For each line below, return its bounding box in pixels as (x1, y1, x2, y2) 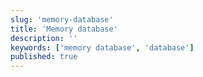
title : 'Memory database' (10, 24, 118, 34)
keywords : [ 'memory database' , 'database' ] (10, 42, 195, 53)
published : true (10, 52, 78, 62)
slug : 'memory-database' (10, 14, 114, 25)
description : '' (10, 33, 78, 43)
